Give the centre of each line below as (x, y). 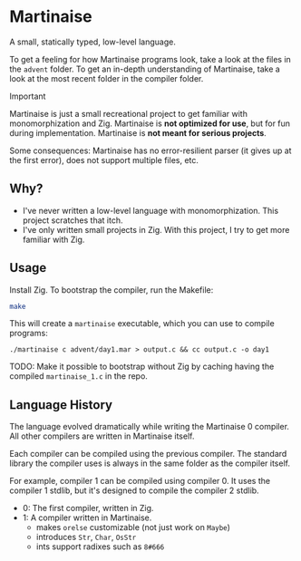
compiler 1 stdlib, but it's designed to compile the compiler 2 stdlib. (135, 490)
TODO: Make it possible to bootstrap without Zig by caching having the (142, 367)
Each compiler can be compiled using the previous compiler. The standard (148, 454)
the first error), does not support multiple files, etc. (104, 160)
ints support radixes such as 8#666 (100, 546)
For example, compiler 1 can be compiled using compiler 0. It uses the (140, 481)
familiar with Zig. (53, 239)
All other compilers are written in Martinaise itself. (102, 436)
